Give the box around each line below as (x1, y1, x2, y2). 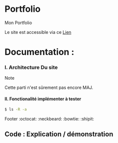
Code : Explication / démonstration (4, 130, 114, 138)
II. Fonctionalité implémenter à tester (4, 96, 82, 102)
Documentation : (4, 47, 75, 57)
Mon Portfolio (4, 20, 32, 26)
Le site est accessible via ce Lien (4, 29, 72, 35)
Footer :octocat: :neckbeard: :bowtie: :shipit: (4, 115, 94, 121)
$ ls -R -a (4, 107, 27, 112)
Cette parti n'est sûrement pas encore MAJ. (4, 85, 93, 90)
